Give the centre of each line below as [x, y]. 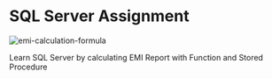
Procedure [28, 67]
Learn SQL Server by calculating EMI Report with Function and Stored [136, 57]
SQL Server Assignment [99, 16]
